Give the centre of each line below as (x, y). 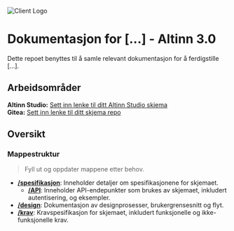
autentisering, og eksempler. (69, 198)
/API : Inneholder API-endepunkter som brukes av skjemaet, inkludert (127, 190)
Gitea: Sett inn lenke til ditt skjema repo (64, 112)
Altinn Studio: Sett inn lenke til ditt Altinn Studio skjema (88, 104)
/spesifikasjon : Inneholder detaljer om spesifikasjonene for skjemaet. (118, 183)
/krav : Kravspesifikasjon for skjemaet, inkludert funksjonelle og (109, 213)
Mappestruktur (34, 154)
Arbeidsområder (44, 88)
